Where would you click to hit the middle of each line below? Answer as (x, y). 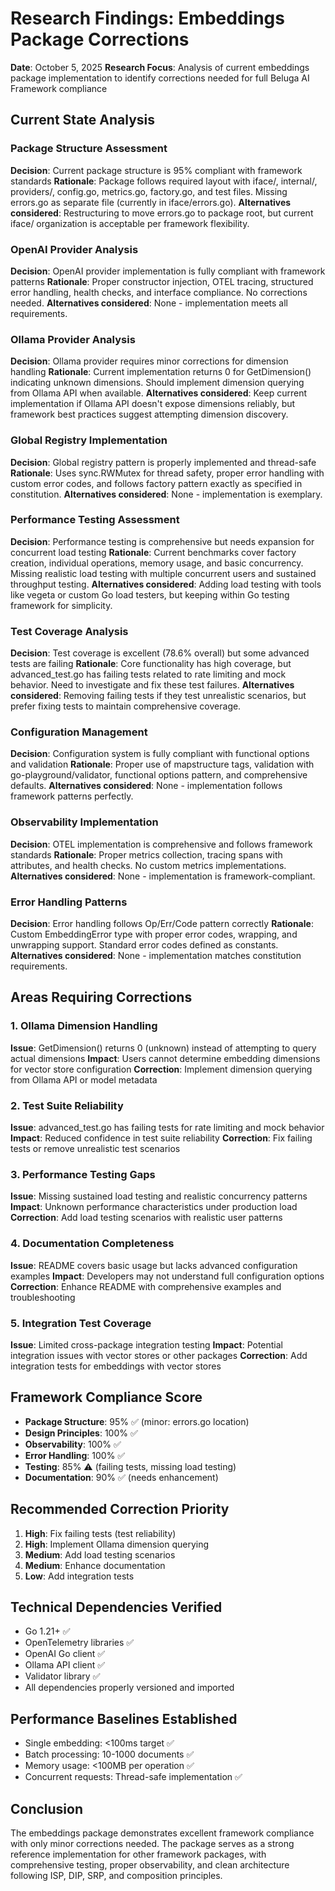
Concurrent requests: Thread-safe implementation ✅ (133, 1777)
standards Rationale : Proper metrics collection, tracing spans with (146, 854)
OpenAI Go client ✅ (65, 1654)
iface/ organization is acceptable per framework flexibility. (130, 223)
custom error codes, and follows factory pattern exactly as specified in (156, 483)
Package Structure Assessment (89, 149)
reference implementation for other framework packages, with (138, 1854)
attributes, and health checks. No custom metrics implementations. (148, 865)
